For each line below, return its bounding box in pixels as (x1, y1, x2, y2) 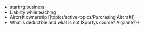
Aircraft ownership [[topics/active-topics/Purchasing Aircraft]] (9, 15, 135, 20)
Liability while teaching (9, 9, 56, 15)
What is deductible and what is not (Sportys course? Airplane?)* (9, 19, 140, 25)
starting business (9, 4, 45, 10)
